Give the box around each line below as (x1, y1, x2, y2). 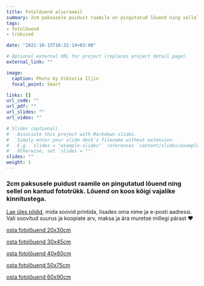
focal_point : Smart (12, 81, 61, 87)
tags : (6, 20, 20, 26)
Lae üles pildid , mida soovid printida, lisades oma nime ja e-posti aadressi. (6, 208, 192, 216)
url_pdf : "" (6, 104, 36, 110)
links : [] (6, 92, 32, 98)
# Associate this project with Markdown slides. (6, 131, 137, 137)
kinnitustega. (6, 195, 47, 203)
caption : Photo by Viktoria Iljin (12, 75, 99, 82)
